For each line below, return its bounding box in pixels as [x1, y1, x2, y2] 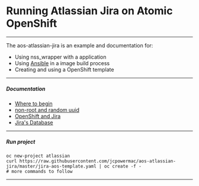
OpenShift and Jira [14, 113, 61, 120]
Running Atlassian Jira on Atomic [6, 4, 173, 18]
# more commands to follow [6, 168, 73, 174]
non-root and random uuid [14, 106, 80, 113]
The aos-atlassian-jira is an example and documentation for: [6, 41, 153, 49]
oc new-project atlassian [6, 153, 70, 159]
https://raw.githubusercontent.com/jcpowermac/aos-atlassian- [19, 158, 176, 164]
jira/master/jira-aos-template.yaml [6, 163, 97, 169]
